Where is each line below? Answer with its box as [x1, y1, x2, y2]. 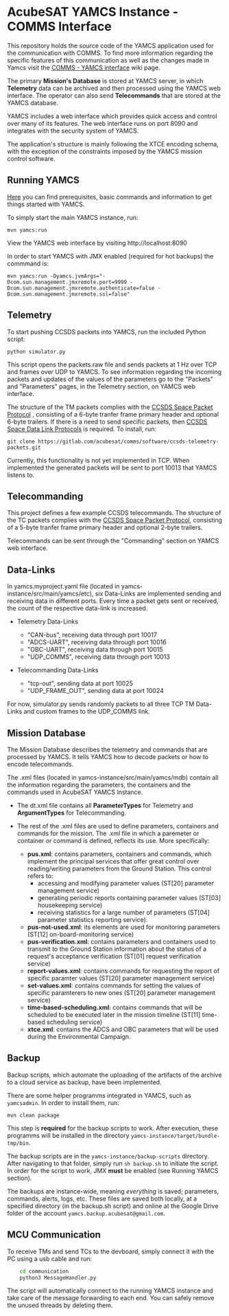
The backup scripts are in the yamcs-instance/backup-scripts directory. [7, 1152, 209, 1160]
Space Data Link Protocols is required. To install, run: [7, 424, 156, 433]
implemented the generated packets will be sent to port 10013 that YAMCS [7, 463, 217, 472]
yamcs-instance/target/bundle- [130, 1132, 221, 1139]
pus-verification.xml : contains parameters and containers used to [27, 938, 216, 945]
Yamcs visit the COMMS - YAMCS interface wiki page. [7, 63, 160, 72]
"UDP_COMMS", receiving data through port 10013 [27, 652, 170, 661]
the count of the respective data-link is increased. [7, 604, 148, 613]
